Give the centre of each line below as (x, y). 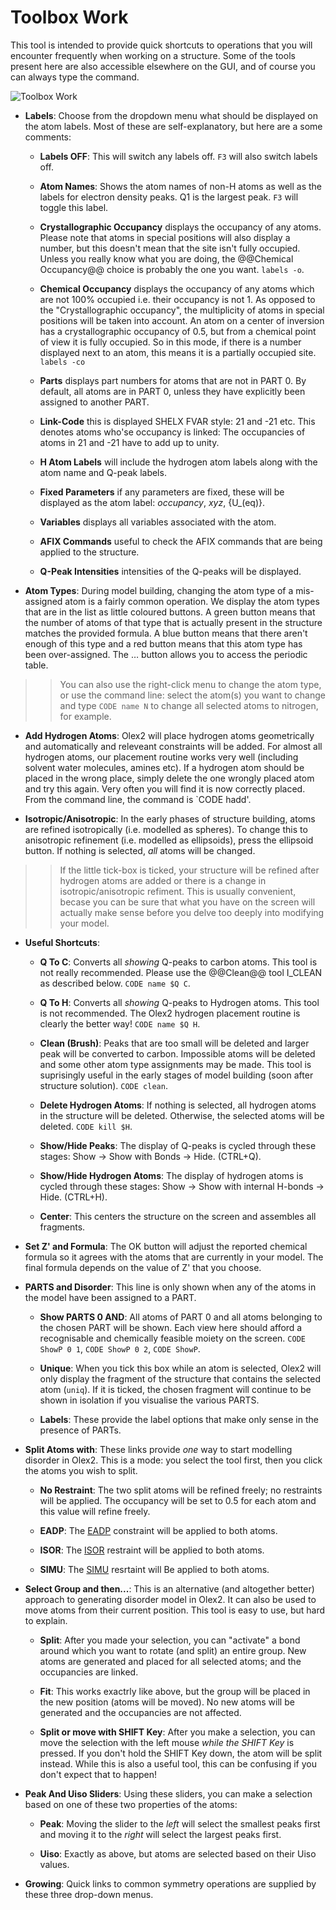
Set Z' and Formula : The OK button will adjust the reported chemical (166, 1246)
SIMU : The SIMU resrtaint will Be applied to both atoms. (154, 1569)
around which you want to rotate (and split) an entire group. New (173, 1650)
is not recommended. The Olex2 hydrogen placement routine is (170, 1013)
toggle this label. (74, 207)
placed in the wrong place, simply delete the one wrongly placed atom (169, 778)
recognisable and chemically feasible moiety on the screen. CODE (172, 1338)
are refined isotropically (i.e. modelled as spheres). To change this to (166, 829)
